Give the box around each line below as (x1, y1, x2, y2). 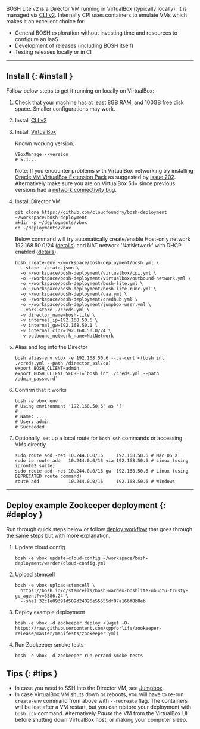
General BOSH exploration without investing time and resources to (14, 29, 177, 36)
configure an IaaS (14, 36, 58, 42)
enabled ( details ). (14, 248, 58, 255)
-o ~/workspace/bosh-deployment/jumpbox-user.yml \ (20, 301, 151, 307)
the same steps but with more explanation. (6, 532, 111, 539)
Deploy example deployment (14, 608, 85, 615)
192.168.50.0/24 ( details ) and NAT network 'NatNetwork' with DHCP (14, 241, 182, 249)
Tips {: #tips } (6, 669, 58, 679)
